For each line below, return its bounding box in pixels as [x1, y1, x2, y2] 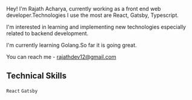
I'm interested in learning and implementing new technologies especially [6, 24, 186, 30]
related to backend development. [6, 30, 89, 37]
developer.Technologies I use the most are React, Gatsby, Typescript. [6, 12, 179, 19]
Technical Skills [6, 71, 67, 81]
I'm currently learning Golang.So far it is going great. [6, 42, 137, 48]
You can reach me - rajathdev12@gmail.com [6, 53, 117, 60]
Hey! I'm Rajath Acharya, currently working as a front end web [6, 5, 161, 12]
